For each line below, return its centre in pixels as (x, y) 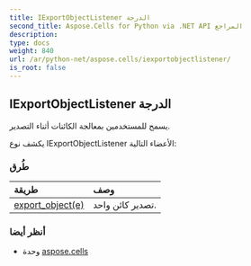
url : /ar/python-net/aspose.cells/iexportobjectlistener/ (120, 59)
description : (34, 34)
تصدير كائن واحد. (125, 205)
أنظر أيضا (27, 232)
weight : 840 (31, 51)
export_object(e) (49, 205)
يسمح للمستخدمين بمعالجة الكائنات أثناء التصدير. (90, 126)
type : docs (30, 43)
